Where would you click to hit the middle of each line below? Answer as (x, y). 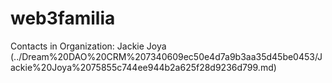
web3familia (63, 18)
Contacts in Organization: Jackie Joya (88, 46)
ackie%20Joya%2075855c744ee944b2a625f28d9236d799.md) (143, 67)
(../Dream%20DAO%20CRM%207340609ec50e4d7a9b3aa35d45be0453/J (166, 56)
